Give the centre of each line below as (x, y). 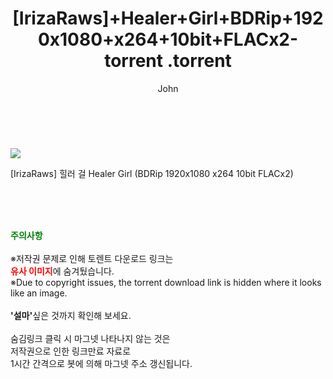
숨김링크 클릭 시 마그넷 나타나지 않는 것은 (90, 338)
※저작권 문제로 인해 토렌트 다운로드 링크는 (92, 258)
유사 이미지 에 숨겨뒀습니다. (62, 271)
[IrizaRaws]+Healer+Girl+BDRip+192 (168, 18)
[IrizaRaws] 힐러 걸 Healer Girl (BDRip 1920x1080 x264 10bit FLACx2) (152, 173)
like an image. (39, 293)
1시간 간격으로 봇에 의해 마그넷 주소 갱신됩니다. (101, 363)
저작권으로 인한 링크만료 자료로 (71, 351)
